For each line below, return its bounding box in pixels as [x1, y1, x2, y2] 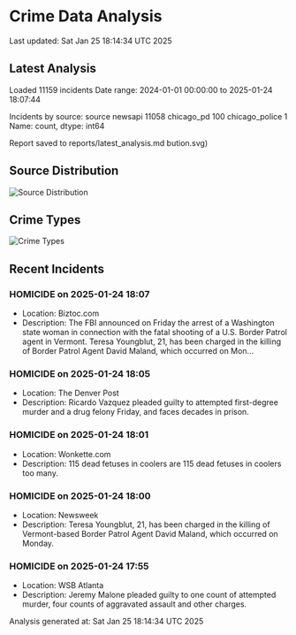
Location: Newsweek [21, 509, 99, 520]
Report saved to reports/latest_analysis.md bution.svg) [9, 137, 209, 148]
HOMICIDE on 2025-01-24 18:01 [9, 429, 149, 441]
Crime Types [9, 212, 81, 227]
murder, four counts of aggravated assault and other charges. [21, 599, 247, 609]
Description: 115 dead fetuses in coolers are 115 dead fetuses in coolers [21, 458, 282, 469]
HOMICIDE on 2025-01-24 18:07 [9, 287, 150, 300]
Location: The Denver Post [21, 387, 119, 399]
